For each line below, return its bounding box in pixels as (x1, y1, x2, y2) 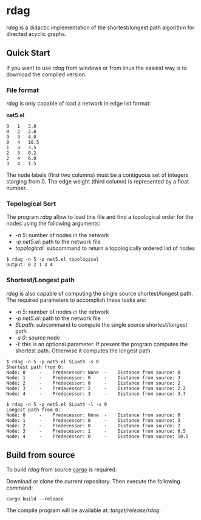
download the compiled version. (6, 71, 87, 78)
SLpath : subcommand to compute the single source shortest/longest (15, 321, 188, 328)
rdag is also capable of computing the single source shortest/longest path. (6, 290, 193, 297)
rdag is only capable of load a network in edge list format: (6, 100, 151, 107)
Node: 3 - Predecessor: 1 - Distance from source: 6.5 (6, 428, 186, 434)
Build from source (6, 450, 75, 460)
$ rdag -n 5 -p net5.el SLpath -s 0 (6, 358, 99, 365)
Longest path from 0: (6, 407, 61, 413)
